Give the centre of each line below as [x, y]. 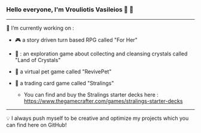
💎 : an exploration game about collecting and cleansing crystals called [101, 54]
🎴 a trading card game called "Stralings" [64, 83]
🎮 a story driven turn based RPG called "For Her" [76, 40]
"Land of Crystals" [38, 60]
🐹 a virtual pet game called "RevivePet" [63, 72]
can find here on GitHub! [36, 125]
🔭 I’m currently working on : [40, 28]
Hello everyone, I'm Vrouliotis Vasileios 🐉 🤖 [70, 10]
